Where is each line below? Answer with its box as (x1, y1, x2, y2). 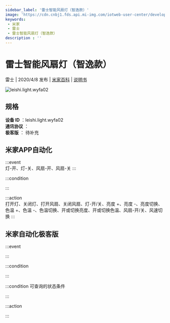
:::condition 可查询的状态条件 (5, 283, 66, 289)
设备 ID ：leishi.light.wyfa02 (5, 117, 64, 123)
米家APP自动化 (5, 146, 52, 154)
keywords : (5, 17, 26, 22)
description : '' (5, 36, 42, 41)
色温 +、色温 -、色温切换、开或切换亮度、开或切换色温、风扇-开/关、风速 (5, 207, 158, 213)
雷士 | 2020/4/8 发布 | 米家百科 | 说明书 (5, 76, 88, 82)
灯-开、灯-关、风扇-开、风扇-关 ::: (5, 165, 76, 172)
